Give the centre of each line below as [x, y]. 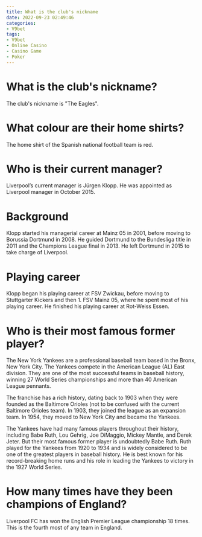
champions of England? [67, 504]
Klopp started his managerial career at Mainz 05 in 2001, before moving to [99, 233]
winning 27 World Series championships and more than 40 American [92, 380]
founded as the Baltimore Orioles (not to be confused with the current [93, 404]
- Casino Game [24, 51]
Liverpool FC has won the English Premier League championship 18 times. [98, 521]
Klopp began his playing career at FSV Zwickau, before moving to [88, 294]
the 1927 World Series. [34, 467]
